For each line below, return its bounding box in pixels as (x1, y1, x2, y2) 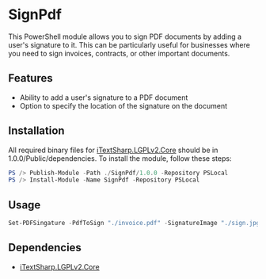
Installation (8, 124, 65, 138)
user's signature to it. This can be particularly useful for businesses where (8, 40, 251, 49)
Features (8, 71, 53, 85)
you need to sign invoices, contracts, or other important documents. (8, 48, 230, 58)
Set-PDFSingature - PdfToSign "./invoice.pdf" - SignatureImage (8, 220, 218, 227)
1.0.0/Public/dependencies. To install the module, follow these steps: (8, 153, 232, 163)
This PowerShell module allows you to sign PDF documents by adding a (8, 32, 242, 41)
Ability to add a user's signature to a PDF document (19, 93, 188, 102)
